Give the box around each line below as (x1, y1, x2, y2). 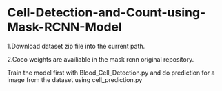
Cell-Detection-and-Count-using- (7, 5, 206, 21)
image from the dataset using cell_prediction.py (7, 75, 143, 83)
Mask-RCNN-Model (7, 19, 122, 35)
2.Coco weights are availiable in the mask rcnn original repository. (7, 55, 194, 63)
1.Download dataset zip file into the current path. (7, 42, 145, 50)
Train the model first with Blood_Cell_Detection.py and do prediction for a (7, 68, 215, 77)
